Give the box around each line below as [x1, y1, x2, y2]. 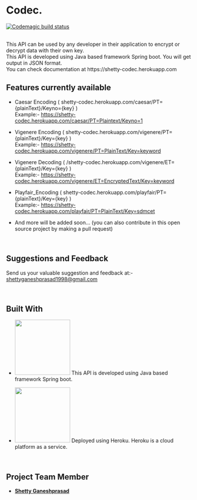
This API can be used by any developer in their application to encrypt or [6, 41, 181, 48]
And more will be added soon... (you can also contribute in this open [14, 219, 181, 226]
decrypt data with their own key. [6, 46, 84, 54]
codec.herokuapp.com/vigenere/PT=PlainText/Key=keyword [14, 147, 161, 154]
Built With [6, 304, 43, 314]
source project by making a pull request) [14, 225, 113, 232]
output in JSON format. [6, 59, 62, 66]
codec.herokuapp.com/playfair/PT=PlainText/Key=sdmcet [14, 207, 155, 215]
